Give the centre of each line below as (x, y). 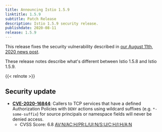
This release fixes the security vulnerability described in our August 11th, (79, 47)
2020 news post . (22, 52)
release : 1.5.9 (21, 33)
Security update (30, 92)
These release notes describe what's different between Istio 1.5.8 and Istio (81, 61)
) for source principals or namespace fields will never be (94, 114)
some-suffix (25, 114)
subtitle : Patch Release (31, 19)
